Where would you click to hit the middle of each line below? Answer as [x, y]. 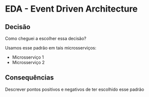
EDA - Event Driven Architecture [71, 9]
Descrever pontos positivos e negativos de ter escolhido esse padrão [75, 89]
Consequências [29, 78]
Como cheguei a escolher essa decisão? [46, 38]
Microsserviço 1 [28, 57]
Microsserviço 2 [28, 62]
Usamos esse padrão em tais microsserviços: [51, 48]
